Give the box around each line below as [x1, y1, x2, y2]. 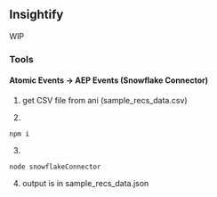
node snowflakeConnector [9, 162, 101, 171]
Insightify [9, 7, 64, 22]
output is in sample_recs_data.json [21, 177, 149, 188]
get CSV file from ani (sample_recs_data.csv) [21, 94, 189, 105]
